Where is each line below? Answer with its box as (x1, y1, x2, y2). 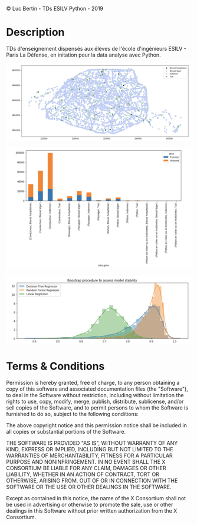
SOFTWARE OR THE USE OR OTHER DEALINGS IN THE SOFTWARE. (6, 483, 172, 490)
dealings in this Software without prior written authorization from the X (6, 507, 178, 514)
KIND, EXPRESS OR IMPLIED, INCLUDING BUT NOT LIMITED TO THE (6, 445, 173, 453)
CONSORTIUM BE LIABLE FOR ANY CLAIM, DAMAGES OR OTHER (6, 464, 166, 471)
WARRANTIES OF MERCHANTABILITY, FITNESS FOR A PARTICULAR (6, 452, 173, 459)
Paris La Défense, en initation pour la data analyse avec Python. (6, 51, 161, 58)
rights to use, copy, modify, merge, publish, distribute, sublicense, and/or (6, 398, 184, 405)
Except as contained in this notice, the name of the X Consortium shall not (6, 494, 186, 501)
